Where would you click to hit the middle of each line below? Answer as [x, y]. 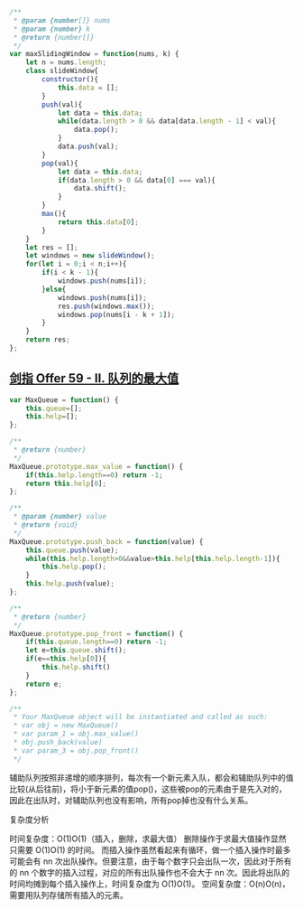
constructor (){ [70, 80]
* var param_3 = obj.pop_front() [76, 750]
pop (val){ [60, 163]
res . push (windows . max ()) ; [106, 306]
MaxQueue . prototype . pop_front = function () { [96, 633]
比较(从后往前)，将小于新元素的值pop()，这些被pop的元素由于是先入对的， [148, 789]
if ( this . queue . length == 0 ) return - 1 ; [96, 642]
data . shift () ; [100, 189]
